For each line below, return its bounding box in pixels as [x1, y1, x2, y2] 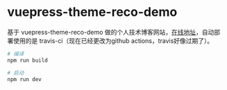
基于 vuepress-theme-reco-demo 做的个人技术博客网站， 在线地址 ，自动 [7, 28, 215, 36]
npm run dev [7, 75, 42, 83]
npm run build [7, 57, 49, 64]
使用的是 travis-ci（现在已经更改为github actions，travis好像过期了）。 [12, 36, 214, 45]
